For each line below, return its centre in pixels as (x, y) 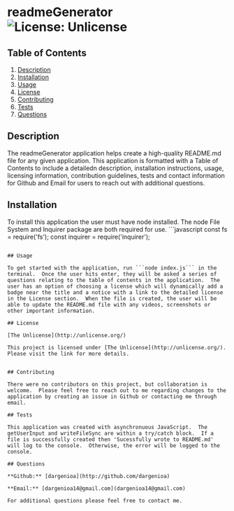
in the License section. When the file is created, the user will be (112, 298)
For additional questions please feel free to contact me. (95, 500)
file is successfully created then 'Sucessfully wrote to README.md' (111, 439)
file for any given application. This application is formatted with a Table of (113, 160)
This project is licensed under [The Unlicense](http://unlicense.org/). (117, 347)
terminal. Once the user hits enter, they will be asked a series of (112, 274)
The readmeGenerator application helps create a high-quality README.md (114, 153)
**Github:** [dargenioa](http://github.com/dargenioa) (89, 476)
